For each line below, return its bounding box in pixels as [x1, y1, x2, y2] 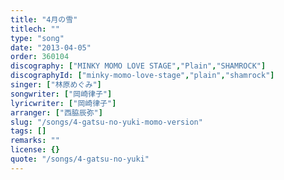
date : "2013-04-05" [10, 42, 92, 53]
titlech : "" [10, 24, 60, 34]
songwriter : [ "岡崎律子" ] [10, 89, 113, 99]
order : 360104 [10, 52, 70, 62]
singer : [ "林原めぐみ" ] [10, 80, 102, 90]
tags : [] [10, 126, 47, 136]
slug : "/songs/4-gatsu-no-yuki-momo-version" [10, 117, 203, 127]
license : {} [10, 145, 60, 155]
